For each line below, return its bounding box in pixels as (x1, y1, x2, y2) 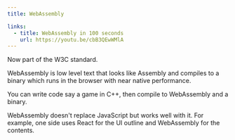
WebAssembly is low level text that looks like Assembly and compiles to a (7, 69, 220, 77)
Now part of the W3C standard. (7, 56, 98, 64)
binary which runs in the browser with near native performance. (7, 77, 192, 85)
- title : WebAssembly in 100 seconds (13, 30, 124, 37)
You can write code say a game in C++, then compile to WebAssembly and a (7, 90, 229, 98)
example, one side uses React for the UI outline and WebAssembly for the (7, 119, 220, 127)
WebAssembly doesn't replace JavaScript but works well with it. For (7, 111, 204, 120)
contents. (7, 126, 35, 134)
